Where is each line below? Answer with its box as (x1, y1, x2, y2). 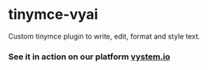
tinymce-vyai (8, 6, 98, 24)
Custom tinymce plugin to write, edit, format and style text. (8, 31, 201, 41)
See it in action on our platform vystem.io (8, 51, 171, 62)
